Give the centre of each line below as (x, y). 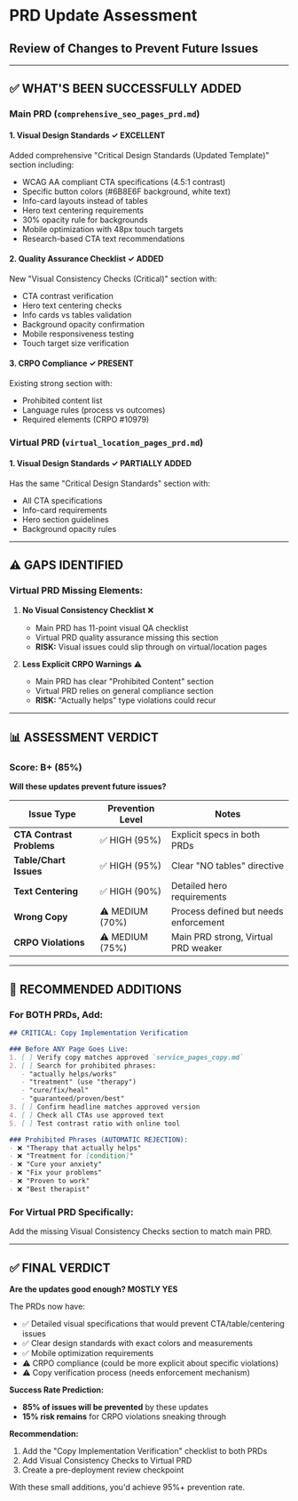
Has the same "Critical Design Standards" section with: (110, 484)
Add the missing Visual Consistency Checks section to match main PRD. (141, 1231)
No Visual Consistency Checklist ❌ (88, 609)
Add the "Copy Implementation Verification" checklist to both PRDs (145, 1450)
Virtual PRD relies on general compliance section (125, 690)
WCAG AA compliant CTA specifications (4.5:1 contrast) (124, 182)
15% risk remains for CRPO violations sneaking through (124, 1416)
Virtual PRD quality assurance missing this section (127, 637)
